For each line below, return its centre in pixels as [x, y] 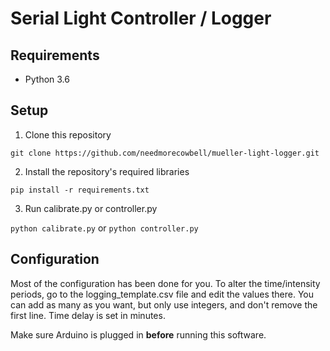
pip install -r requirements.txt [80, 190]
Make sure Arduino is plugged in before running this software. [138, 334]
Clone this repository [68, 134]
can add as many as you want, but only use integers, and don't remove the [164, 304]
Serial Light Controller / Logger [141, 18]
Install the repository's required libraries [107, 171]
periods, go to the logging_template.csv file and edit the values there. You [162, 294]
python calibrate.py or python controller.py [104, 228]
